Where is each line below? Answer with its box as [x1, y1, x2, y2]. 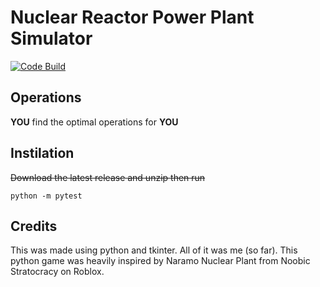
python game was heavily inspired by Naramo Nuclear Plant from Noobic [10, 255, 311, 267]
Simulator [10, 27, 93, 50]
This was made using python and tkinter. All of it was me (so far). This [10, 244, 298, 256]
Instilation [10, 145, 75, 162]
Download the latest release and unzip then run [10, 171, 206, 183]
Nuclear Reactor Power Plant [10, 6, 255, 29]
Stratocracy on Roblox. [10, 266, 105, 278]
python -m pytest [10, 191, 83, 201]
